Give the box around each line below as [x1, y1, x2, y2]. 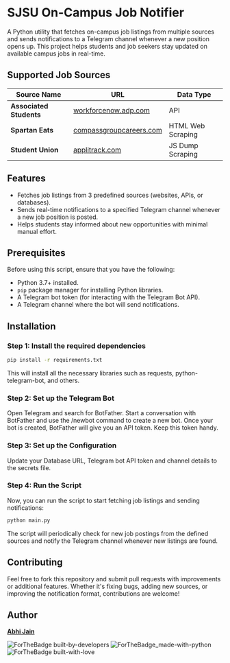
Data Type [177, 89, 212, 99]
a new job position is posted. [16, 213, 99, 221]
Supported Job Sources [7, 69, 111, 81]
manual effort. [16, 227, 57, 235]
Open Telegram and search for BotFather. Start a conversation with [7, 409, 196, 417]
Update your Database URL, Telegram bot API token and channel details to [7, 456, 218, 465]
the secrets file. [7, 463, 51, 472]
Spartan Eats [10, 125, 54, 135]
